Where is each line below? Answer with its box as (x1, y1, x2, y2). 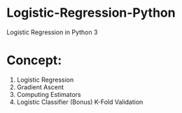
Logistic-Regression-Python (6, 5, 176, 21)
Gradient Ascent (16, 82, 64, 91)
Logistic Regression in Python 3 (6, 28, 98, 36)
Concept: (6, 52, 62, 68)
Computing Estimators (16, 90, 81, 98)
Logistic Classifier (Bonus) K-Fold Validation (16, 98, 143, 106)
